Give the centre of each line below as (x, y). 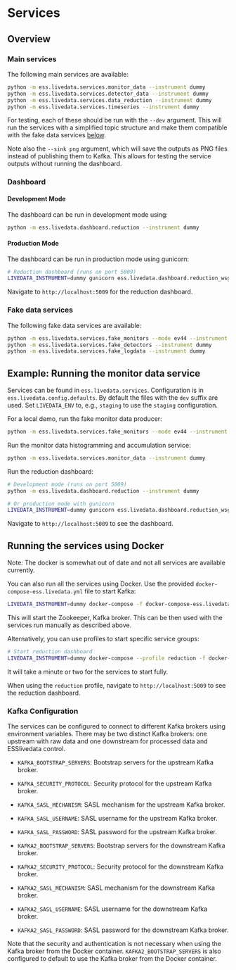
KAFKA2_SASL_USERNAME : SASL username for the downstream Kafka (112, 909)
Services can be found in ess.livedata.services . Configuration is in (105, 390)
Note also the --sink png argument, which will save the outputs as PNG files (118, 149)
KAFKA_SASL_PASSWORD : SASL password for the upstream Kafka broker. (117, 832)
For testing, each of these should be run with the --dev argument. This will (115, 120)
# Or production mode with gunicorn (61, 504)
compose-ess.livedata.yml (45, 592)
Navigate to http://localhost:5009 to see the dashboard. (90, 524)
